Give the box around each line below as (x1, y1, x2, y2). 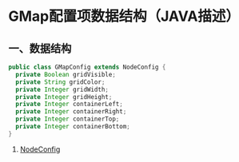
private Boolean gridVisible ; (15, 70, 116, 78)
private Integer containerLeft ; (15, 101, 124, 109)
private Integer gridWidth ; (15, 85, 110, 93)
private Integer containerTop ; (15, 115, 120, 124)
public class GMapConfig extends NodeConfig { (8, 63, 166, 71)
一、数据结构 (8, 41, 72, 55)
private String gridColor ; (15, 77, 106, 86)
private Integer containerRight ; (15, 108, 127, 116)
